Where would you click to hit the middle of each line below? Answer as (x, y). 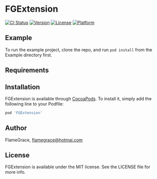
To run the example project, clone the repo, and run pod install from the (79, 49)
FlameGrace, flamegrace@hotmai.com (44, 140)
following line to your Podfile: (34, 104)
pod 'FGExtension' (24, 113)
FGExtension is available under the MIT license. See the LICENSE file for (78, 167)
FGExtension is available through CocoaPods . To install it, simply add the (78, 98)
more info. (15, 172)
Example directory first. (29, 55)
